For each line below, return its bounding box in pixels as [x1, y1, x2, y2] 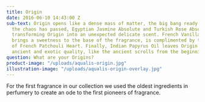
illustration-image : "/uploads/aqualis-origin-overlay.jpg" [6, 65, 163, 72]
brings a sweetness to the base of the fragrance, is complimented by [12, 37, 195, 43]
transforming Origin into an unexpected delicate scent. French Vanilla [12, 32, 201, 38]
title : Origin [6, 9, 43, 15]
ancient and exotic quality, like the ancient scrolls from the [12, 49, 179, 55]
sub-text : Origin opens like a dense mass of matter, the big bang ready [6, 20, 198, 26]
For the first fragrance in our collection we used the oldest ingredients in [6, 82, 189, 90]
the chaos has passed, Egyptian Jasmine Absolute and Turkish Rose [12, 26, 187, 32]
